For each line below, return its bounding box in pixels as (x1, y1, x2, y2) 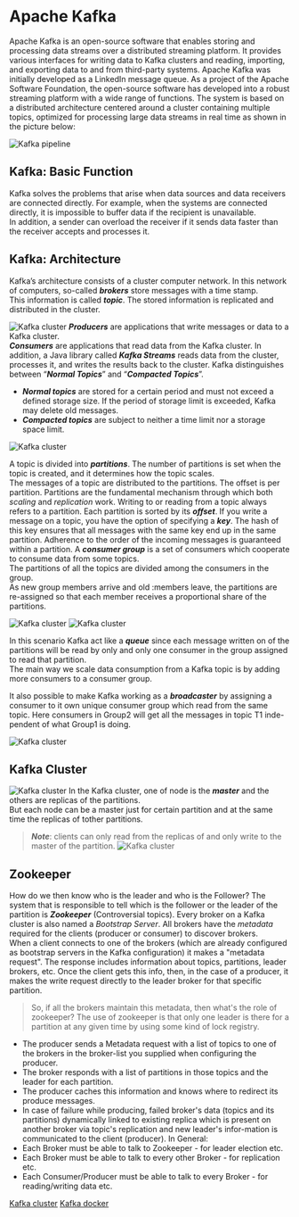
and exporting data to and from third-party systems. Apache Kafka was (9, 64, 271, 75)
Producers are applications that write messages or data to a (68, 321, 289, 332)
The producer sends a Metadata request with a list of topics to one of (21, 1039, 278, 1049)
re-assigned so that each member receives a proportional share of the (9, 591, 267, 601)
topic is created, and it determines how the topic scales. (9, 468, 215, 478)
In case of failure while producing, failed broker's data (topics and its (21, 1105, 275, 1116)
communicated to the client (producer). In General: (21, 1133, 209, 1144)
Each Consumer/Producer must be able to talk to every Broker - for (21, 1171, 269, 1182)
